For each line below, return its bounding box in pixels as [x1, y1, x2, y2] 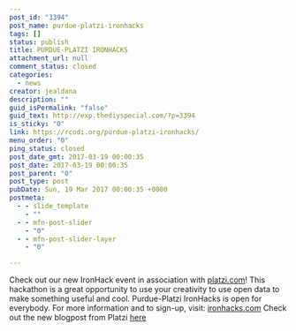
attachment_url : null [9, 54, 89, 63]
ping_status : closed [9, 144, 86, 153]
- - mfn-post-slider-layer [17, 235, 117, 244]
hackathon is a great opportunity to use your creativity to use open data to [9, 284, 280, 295]
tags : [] [9, 29, 42, 38]
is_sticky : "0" [9, 120, 65, 129]
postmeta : [9, 193, 46, 203]
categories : [9, 71, 53, 79]
